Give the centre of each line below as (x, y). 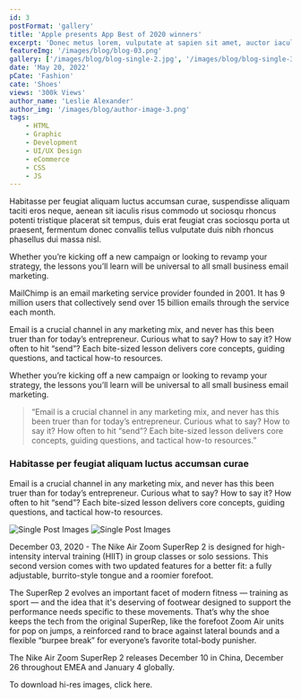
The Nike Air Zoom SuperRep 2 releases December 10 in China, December (146, 657)
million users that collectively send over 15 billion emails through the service (149, 303)
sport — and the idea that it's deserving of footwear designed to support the (150, 602)
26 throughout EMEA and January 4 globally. (92, 667)
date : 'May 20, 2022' (50, 68)
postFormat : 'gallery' (52, 26)
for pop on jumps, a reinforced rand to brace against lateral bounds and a (145, 630)
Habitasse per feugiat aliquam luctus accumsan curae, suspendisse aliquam (150, 202)
